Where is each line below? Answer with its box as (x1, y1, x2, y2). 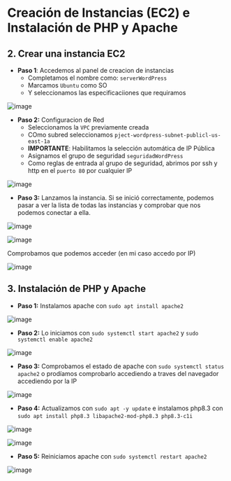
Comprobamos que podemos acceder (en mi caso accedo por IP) (7, 249, 196, 257)
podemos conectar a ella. (17, 209, 91, 216)
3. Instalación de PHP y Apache (7, 283, 147, 295)
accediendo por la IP (17, 377, 77, 385)
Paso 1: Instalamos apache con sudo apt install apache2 (17, 301, 184, 309)
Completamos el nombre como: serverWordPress (27, 74, 167, 82)
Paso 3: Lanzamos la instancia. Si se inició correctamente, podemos (17, 194, 214, 202)
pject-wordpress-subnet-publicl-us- (114, 132, 221, 139)
